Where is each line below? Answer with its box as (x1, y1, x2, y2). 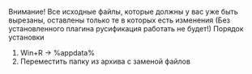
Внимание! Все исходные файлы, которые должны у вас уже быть (8, 7, 239, 16)
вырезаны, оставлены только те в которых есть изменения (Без (8, 15, 231, 25)
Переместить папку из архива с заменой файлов (19, 56, 190, 66)
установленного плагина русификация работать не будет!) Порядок (8, 24, 245, 33)
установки (8, 32, 45, 42)
